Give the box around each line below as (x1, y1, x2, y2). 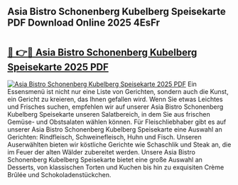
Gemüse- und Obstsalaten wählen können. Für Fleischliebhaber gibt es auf (7, 117, 227, 126)
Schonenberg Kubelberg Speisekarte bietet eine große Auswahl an (7, 156, 202, 164)
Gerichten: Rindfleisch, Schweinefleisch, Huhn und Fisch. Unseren (7, 133, 202, 141)
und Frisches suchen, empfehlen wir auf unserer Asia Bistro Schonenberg (7, 102, 224, 111)
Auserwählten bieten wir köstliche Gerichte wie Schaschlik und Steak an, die (7, 140, 232, 149)
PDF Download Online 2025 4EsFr (7, 17, 160, 29)
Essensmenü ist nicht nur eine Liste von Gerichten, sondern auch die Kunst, (7, 88, 229, 95)
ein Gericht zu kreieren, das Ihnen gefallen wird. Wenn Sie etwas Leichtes (7, 95, 223, 103)
